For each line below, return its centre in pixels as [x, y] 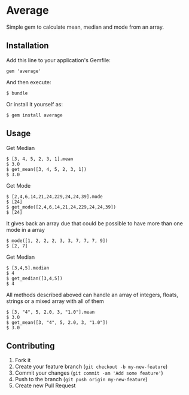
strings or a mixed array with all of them [55, 301]
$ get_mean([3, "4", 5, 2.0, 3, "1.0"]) [57, 322]
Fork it [23, 360]
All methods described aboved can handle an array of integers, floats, [92, 295]
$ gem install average [34, 115]
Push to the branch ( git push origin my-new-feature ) [81, 379]
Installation [28, 46]
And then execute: [29, 82]
